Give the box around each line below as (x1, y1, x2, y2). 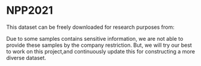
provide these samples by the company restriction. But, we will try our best (6, 41, 193, 49)
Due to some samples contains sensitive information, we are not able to (6, 35, 184, 42)
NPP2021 (6, 4, 53, 17)
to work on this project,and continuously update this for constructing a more (6, 47, 196, 55)
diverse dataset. (6, 54, 46, 61)
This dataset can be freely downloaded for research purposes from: (6, 23, 175, 31)
